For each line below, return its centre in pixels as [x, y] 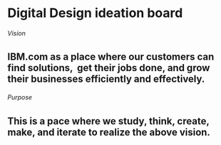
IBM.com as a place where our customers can [111, 57]
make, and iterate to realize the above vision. [109, 132]
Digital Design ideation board [95, 13]
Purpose [20, 97]
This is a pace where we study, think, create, [108, 121]
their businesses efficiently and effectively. [106, 79]
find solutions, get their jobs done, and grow [109, 68]
